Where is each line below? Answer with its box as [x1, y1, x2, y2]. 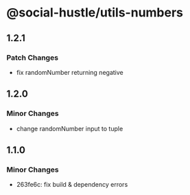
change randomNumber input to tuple [16, 124, 123, 133]
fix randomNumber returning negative [16, 68, 124, 76]
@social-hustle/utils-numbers [6, 5, 183, 21]
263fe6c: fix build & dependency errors [16, 181, 128, 189]
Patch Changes [6, 53, 59, 62]
